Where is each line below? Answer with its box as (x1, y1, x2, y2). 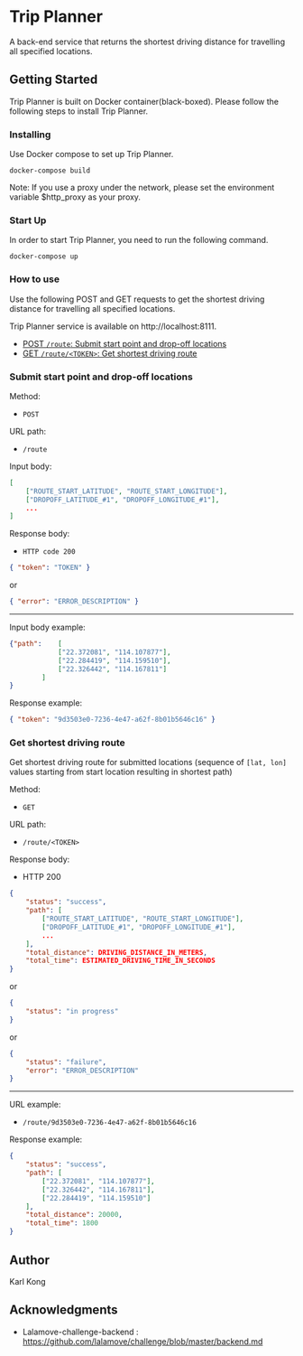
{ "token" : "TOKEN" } (9, 563, 91, 573)
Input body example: (9, 622, 86, 633)
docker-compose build (9, 166, 91, 175)
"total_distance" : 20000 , (25, 1211, 124, 1220)
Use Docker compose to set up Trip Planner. (9, 149, 174, 160)
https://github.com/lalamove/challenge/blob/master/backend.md (22, 1335, 263, 1347)
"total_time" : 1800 (25, 1219, 99, 1228)
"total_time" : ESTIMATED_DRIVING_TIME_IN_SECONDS (25, 956, 216, 966)
